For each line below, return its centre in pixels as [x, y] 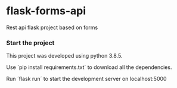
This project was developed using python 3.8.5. [64, 56]
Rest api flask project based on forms [52, 27]
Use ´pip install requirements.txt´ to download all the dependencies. [89, 67]
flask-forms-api [46, 11]
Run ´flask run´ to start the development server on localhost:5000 [86, 79]
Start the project [30, 43]
